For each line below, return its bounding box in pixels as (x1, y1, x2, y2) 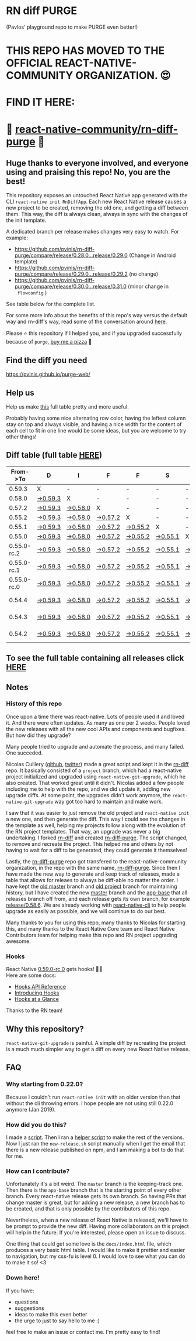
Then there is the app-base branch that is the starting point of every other (6, 1186, 182, 1193)
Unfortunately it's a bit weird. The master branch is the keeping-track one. (6, 1181, 184, 1188)
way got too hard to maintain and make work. (54, 798, 163, 805)
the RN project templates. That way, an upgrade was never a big (6, 828, 160, 835)
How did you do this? (6, 1120, 67, 1129)
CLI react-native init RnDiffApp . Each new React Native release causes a (6, 198, 187, 205)
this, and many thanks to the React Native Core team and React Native (6, 925, 175, 932)
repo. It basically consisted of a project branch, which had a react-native (6, 767, 182, 774)
